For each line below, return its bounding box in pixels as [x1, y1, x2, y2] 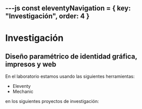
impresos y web [5, 60, 57, 69]
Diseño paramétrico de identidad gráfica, [5, 52, 137, 61]
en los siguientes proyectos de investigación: [5, 98, 100, 104]
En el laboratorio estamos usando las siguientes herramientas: [5, 73, 135, 80]
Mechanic [12, 88, 34, 95]
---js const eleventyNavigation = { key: [5, 4, 131, 13]
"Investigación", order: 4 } [5, 12, 90, 21]
